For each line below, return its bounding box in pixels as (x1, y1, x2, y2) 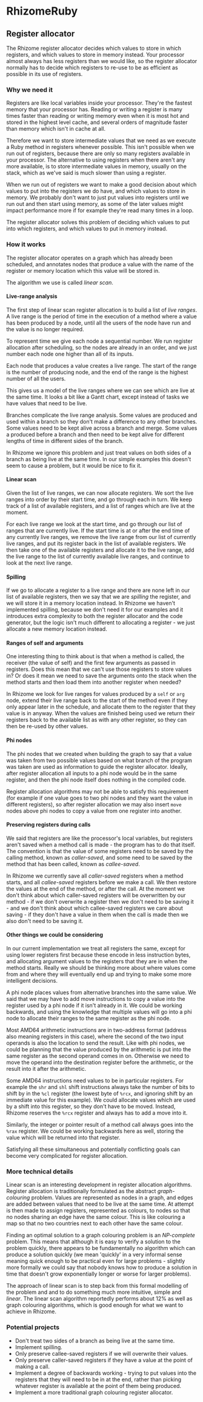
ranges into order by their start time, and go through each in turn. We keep (6, 496, 193, 503)
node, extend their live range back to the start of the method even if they (6, 697, 188, 704)
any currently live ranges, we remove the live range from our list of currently (6, 534, 196, 540)
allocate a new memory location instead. (6, 625, 107, 633)
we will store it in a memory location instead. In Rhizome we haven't (6, 600, 176, 607)
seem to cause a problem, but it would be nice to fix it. (6, 462, 142, 469)
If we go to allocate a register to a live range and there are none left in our (6, 586, 190, 594)
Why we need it (6, 85, 53, 94)
